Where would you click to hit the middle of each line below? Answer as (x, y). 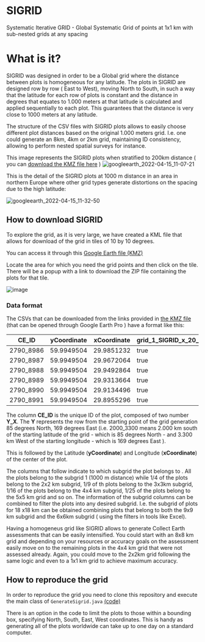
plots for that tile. (28, 278)
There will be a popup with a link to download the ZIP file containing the (96, 271)
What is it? (34, 59)
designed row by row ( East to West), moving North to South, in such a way (101, 88)
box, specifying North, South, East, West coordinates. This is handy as (95, 619)
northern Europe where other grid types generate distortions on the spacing (102, 182)
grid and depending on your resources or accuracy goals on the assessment (103, 541)
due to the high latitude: (36, 189)
